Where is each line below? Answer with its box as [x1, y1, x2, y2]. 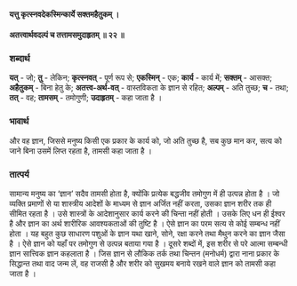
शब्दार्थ [9, 52, 30, 65]
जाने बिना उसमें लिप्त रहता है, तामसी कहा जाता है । [9, 145, 153, 156]
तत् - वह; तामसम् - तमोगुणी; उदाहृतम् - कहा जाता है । [9, 92, 163, 103]
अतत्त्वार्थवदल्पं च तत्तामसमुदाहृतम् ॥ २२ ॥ [9, 29, 124, 41]
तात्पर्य [9, 168, 29, 180]
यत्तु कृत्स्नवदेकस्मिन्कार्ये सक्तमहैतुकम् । [9, 9, 120, 20]
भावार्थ [9, 115, 29, 128]
